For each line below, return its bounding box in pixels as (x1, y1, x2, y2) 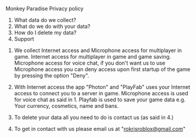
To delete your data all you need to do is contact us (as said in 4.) (14, 114, 174, 121)
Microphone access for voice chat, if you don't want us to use (14, 59, 166, 66)
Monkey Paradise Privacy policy (5, 5, 84, 12)
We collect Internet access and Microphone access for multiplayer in (14, 47, 182, 54)
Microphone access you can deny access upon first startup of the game (14, 66, 191, 73)
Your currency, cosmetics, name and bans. (14, 102, 119, 109)
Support (14, 36, 34, 42)
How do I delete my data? (14, 29, 77, 36)
